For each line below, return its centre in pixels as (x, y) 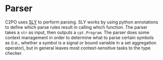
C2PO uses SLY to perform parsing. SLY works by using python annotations (81, 22)
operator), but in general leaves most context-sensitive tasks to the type (78, 48)
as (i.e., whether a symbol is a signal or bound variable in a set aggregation (81, 42)
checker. (14, 53)
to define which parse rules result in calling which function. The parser (76, 27)
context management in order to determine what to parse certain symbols (80, 38)
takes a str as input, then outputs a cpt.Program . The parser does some (77, 32)
